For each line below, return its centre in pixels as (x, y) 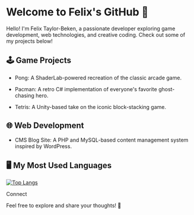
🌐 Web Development (45, 126)
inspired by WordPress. (43, 146)
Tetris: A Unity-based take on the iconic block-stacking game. (90, 107)
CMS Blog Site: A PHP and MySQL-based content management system (101, 140)
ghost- (166, 89)
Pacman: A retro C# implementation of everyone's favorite (86, 89)
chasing (24, 95)
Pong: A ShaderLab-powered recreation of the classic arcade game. (98, 78)
